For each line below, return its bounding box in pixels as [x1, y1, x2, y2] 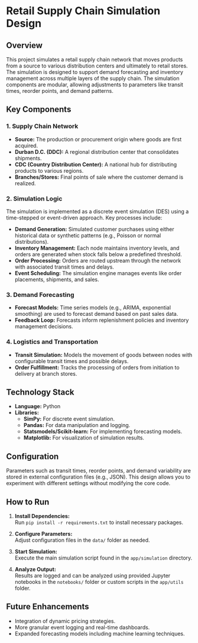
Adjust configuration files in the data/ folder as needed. [14, 537, 150, 544]
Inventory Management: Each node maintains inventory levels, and [14, 244, 180, 251]
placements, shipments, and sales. [14, 276, 99, 283]
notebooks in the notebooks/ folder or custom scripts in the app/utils [14, 579, 184, 586]
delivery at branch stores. [14, 370, 77, 377]
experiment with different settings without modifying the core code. [6, 480, 171, 487]
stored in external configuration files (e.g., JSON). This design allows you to [6, 473, 191, 480]
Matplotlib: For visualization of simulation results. [23, 434, 145, 441]
